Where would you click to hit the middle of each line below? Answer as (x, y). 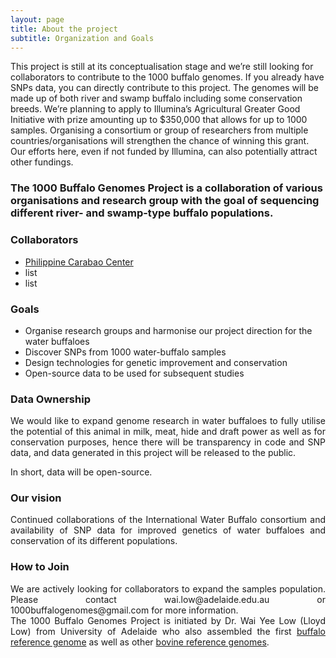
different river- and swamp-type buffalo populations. (142, 213)
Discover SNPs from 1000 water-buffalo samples (125, 352)
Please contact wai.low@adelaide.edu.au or (168, 599)
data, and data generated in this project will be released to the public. (153, 453)
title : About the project (64, 29)
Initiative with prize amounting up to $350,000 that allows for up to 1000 (159, 120)
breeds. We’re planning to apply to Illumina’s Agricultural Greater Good (155, 109)
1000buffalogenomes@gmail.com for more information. (124, 610)
